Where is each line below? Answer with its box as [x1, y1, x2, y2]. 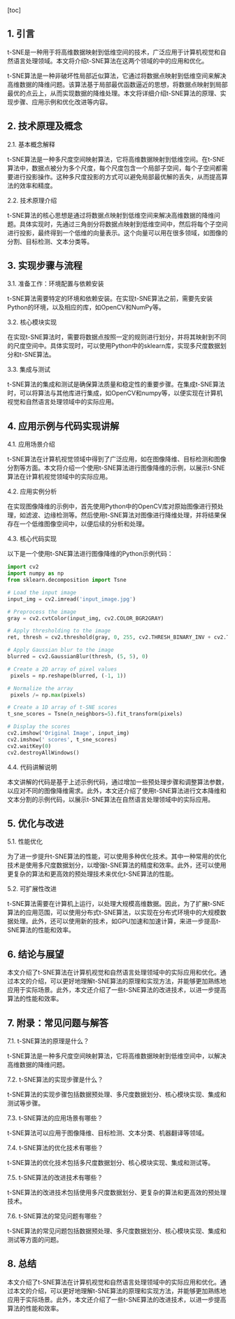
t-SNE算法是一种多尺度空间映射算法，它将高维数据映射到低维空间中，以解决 [7, 1052, 227, 1060]
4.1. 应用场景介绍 [7, 440, 56, 449]
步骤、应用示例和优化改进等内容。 [13, 97, 112, 106]
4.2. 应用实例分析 [7, 487, 57, 496]
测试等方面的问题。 [7, 1235, 63, 1243]
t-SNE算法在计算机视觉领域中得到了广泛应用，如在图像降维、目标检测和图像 [7, 455, 227, 463]
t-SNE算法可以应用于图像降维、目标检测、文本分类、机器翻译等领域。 [7, 1129, 208, 1137]
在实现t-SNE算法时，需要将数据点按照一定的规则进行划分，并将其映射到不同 [7, 333, 227, 342]
